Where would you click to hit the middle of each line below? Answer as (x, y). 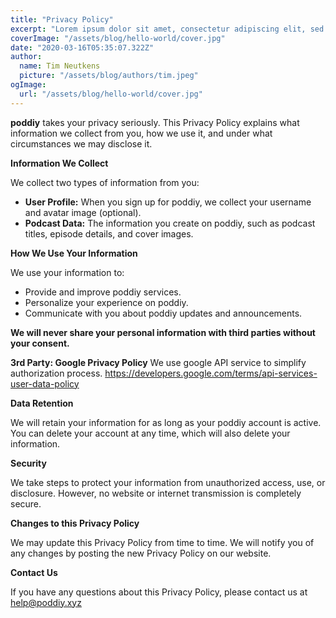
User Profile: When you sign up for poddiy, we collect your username (168, 202)
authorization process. (56, 373)
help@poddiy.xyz (46, 602)
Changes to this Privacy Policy (75, 523)
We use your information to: (67, 272)
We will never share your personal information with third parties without (163, 332)
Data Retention (42, 403)
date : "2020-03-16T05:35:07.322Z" (82, 47)
